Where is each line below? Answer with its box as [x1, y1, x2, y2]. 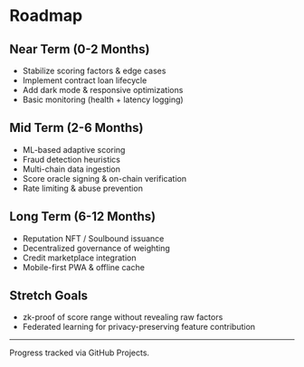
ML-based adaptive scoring [22, 144, 126, 155]
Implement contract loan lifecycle [22, 75, 147, 86]
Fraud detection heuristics [22, 154, 120, 165]
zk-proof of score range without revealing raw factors [22, 312, 223, 323]
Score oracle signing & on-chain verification [22, 173, 187, 183]
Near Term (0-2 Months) [9, 42, 150, 57]
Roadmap [9, 5, 83, 26]
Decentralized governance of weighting [22, 242, 170, 253]
